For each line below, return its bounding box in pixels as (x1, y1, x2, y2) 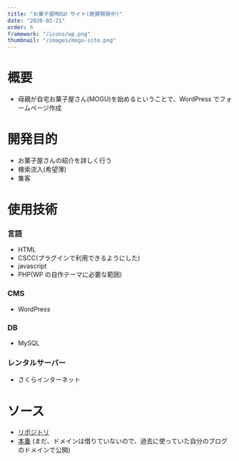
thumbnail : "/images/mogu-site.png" (7, 37, 116, 44)
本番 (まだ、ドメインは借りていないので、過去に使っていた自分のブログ (17, 437, 228, 445)
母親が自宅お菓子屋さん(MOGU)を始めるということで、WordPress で (17, 95, 220, 103)
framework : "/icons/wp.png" (7, 30, 91, 38)
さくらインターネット (17, 375, 81, 384)
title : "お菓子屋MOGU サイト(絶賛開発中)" (7, 10, 123, 18)
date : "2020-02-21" (7, 17, 66, 24)
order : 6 (7, 24, 34, 31)
